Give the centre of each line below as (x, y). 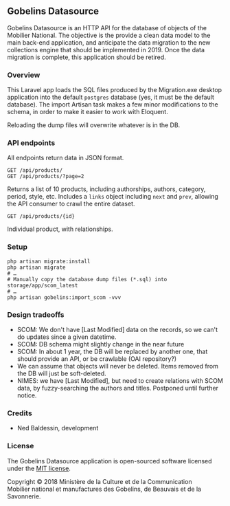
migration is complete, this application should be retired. (87, 57)
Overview (24, 75)
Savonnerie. (24, 496)
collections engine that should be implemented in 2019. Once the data (106, 49)
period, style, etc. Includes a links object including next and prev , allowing (113, 197)
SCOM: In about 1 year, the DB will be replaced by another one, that (112, 351)
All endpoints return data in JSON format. (66, 158)
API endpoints (31, 143)
